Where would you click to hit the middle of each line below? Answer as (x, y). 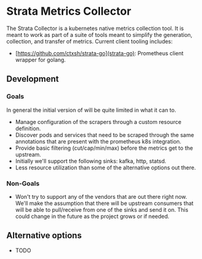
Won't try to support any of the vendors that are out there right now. (101, 196)
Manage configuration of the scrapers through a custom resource (98, 122)
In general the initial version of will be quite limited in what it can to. (91, 110)
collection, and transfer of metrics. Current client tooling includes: (90, 41)
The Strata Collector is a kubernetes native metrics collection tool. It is (95, 28)
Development (33, 79)
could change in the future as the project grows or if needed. (92, 216)
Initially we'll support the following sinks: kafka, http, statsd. (91, 161)
